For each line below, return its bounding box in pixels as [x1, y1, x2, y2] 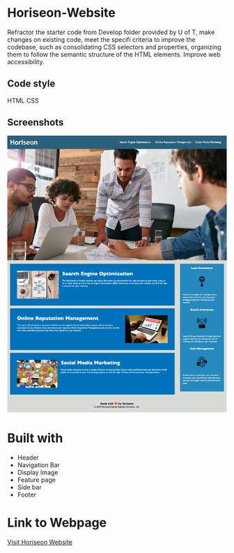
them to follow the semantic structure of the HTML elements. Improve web [7, 50, 221, 59]
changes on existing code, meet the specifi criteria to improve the [7, 35, 196, 43]
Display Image [17, 469, 58, 477]
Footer [17, 490, 37, 499]
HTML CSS [7, 96, 40, 105]
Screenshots [7, 116, 64, 128]
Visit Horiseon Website [7, 538, 73, 547]
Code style [7, 78, 56, 90]
